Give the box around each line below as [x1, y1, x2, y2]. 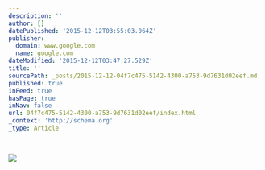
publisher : [8, 34, 45, 43]
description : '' [8, 11, 63, 20]
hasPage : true [8, 94, 56, 102]
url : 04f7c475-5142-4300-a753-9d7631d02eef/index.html [8, 110, 197, 118]
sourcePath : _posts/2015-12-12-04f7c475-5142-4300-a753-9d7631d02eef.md [8, 72, 258, 80]
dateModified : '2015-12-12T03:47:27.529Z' [8, 57, 153, 65]
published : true [8, 79, 63, 87]
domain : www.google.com [15, 42, 95, 50]
